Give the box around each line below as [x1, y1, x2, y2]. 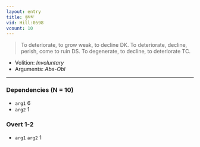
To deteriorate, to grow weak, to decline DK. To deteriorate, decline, [20, 41, 187, 49]
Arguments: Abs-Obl [14, 66, 65, 73]
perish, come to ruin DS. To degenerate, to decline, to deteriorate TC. [20, 48, 191, 55]
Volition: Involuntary [14, 59, 64, 66]
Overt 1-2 [6, 120, 34, 129]
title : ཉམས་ [6, 14, 35, 20]
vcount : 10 [6, 25, 33, 31]
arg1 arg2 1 [14, 134, 42, 141]
